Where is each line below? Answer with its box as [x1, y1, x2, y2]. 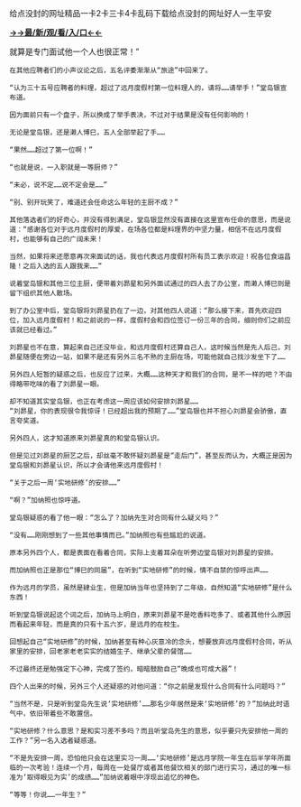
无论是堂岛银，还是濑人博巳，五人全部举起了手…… [9, 128, 165, 137]
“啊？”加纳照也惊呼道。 [9, 496, 86, 505]
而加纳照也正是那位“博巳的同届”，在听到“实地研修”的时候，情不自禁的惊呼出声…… [9, 566, 269, 575]
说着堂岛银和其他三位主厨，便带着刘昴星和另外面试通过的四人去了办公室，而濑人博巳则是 [9, 279, 291, 288]
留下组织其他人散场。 [9, 289, 77, 298]
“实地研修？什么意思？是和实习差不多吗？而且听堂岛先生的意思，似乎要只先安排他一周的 [9, 727, 288, 736]
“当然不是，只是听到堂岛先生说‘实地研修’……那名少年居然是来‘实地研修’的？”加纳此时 [9, 700, 284, 709]
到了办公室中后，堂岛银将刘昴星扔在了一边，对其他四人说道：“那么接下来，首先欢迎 [9, 306, 275, 315]
